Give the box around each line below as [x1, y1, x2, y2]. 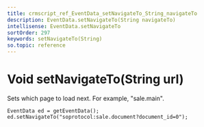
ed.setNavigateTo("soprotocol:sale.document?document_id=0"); [7, 113, 188, 120]
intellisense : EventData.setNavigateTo [7, 23, 121, 30]
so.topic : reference [7, 42, 66, 49]
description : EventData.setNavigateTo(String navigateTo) [7, 16, 176, 23]
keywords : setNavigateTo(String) [7, 36, 103, 43]
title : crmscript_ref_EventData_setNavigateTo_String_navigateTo [7, 10, 197, 17]
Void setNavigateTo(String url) [7, 71, 184, 87]
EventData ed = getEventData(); [7, 107, 99, 114]
